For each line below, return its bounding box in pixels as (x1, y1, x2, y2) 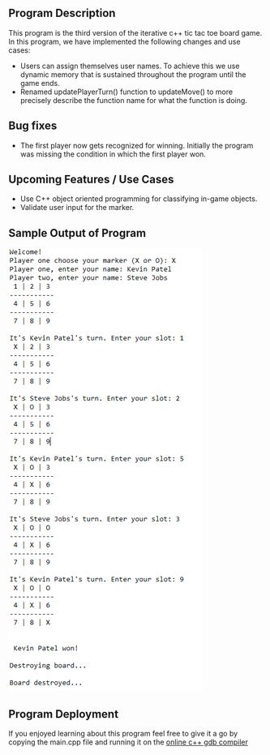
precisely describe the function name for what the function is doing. (19, 95, 247, 105)
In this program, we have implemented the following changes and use (8, 36, 241, 46)
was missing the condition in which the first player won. (19, 149, 207, 159)
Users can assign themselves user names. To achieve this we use (19, 61, 240, 71)
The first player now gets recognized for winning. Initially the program (19, 140, 254, 150)
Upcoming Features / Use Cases (8, 173, 174, 187)
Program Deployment (8, 707, 119, 721)
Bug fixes (8, 119, 58, 133)
